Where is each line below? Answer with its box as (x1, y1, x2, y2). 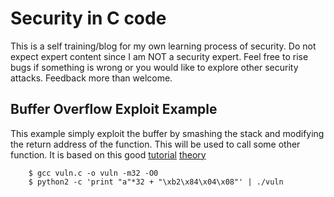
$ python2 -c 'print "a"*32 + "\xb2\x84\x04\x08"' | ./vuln (28, 177, 284, 187)
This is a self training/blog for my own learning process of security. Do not (10, 40, 317, 52)
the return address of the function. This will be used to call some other (10, 138, 301, 150)
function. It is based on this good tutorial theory (10, 148, 207, 161)
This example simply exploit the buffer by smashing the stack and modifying (10, 127, 325, 139)
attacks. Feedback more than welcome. (10, 72, 173, 84)
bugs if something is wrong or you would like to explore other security (10, 61, 299, 73)
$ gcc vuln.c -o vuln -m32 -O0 (28, 168, 159, 178)
